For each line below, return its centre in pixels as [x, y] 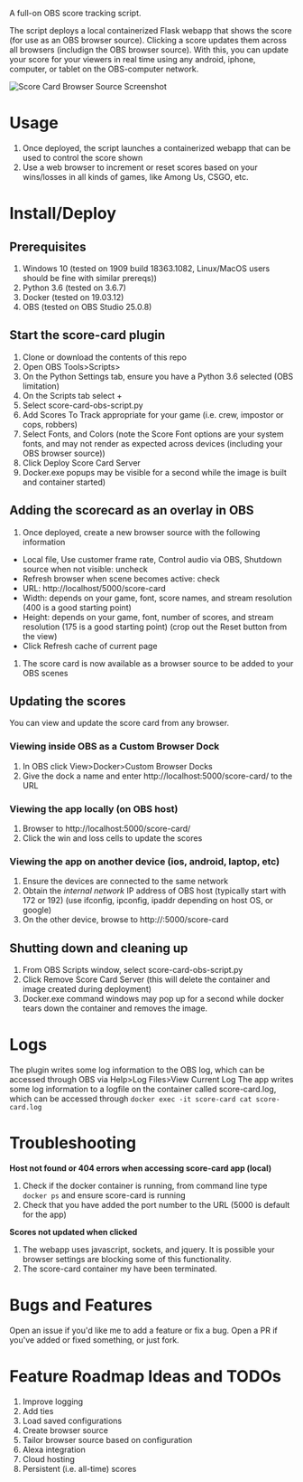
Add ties [38, 1411]
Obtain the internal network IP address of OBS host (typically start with [154, 891]
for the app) [45, 1214]
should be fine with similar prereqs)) [90, 278]
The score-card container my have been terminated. [120, 1269]
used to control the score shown [83, 157]
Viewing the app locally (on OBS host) [94, 808]
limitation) [41, 386]
